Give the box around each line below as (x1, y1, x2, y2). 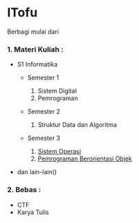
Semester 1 (27, 73, 60, 82)
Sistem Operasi (37, 148, 81, 156)
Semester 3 (27, 134, 61, 142)
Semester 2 (27, 108, 61, 116)
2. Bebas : (7, 185, 41, 195)
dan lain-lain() (17, 168, 57, 176)
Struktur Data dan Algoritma (37, 121, 117, 129)
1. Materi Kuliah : (7, 45, 64, 54)
